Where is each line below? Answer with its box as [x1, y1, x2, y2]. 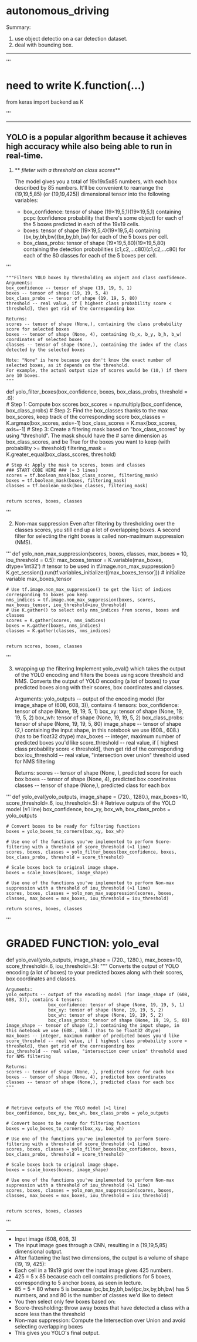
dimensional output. [14, 1248, 63, 1255]
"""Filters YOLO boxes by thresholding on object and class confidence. [6, 275, 188, 280]
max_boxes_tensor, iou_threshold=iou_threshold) [6, 602, 127, 608]
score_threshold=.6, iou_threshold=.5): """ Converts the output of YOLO [6, 962, 179, 970]
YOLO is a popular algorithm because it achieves [6, 133, 187, 143]
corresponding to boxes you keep [6, 591, 88, 597]
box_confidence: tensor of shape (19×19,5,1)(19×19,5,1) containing [23, 208, 182, 215]
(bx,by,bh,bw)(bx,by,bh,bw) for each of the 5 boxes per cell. [23, 233, 169, 240]
